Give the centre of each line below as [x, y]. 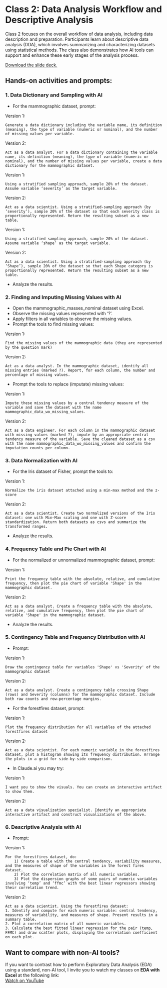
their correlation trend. [32, 888]
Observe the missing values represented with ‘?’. [62, 313]
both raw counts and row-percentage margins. [53, 699]
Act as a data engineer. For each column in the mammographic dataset [80, 430]
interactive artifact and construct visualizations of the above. [76, 814]
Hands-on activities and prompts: [59, 81]
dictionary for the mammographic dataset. [50, 165]
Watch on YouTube [24, 980]
